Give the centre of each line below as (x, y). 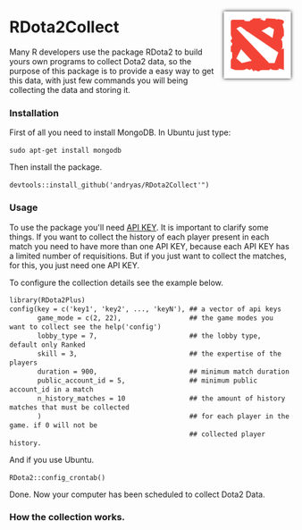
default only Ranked (48, 345)
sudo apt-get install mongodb (66, 151)
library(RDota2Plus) (48, 300)
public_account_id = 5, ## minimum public (147, 380)
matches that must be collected (69, 407)
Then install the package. (56, 167)
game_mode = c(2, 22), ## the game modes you (155, 318)
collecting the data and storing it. (70, 89)
